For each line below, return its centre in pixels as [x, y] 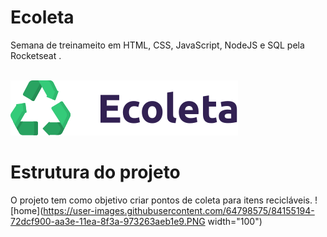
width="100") [235, 221]
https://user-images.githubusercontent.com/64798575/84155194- [179, 210]
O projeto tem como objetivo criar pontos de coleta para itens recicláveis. [161, 200]
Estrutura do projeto [95, 172]
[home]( [27, 210]
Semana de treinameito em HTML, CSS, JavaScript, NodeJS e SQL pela [157, 45]
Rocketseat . [36, 55]
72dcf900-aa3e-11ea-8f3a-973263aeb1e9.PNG [108, 221]
